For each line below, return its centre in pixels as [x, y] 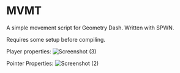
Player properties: [29, 51]
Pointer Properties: [30, 63]
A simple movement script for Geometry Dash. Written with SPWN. [90, 28]
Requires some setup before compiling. [56, 39]
